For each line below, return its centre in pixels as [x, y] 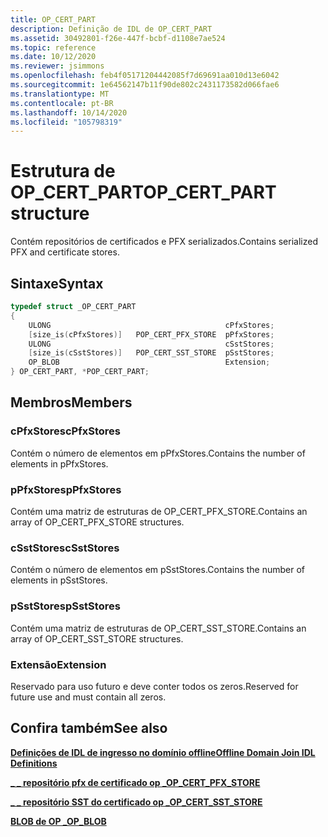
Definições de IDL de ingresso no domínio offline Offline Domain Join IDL [163, 752]
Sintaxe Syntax [57, 283]
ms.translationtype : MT [60, 94]
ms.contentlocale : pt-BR [62, 103]
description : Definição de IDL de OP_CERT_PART [111, 29]
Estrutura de [63, 171]
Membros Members [71, 402]
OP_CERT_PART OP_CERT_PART [143, 192]
